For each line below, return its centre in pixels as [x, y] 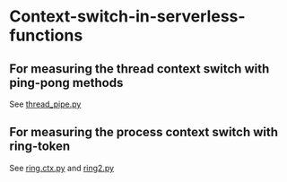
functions [46, 35]
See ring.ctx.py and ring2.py [62, 168]
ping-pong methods [66, 82]
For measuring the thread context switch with [139, 69]
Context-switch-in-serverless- [127, 17]
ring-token [40, 147]
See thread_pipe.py [45, 104]
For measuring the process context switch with [144, 132]
